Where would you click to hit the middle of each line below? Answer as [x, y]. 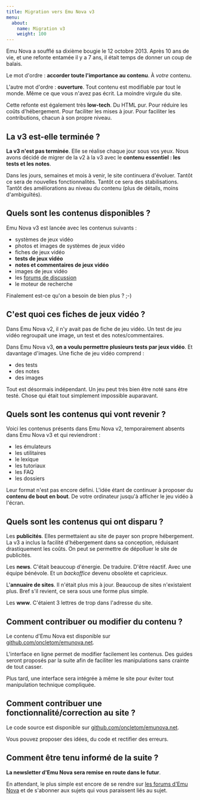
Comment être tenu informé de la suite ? [82, 758]
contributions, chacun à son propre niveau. [59, 118]
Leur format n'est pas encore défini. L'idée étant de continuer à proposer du [100, 490]
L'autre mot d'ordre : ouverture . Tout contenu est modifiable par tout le [93, 87]
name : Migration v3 [41, 28]
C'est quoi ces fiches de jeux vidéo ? [76, 314]
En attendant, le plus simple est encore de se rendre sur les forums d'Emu [97, 784]
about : [20, 23]
